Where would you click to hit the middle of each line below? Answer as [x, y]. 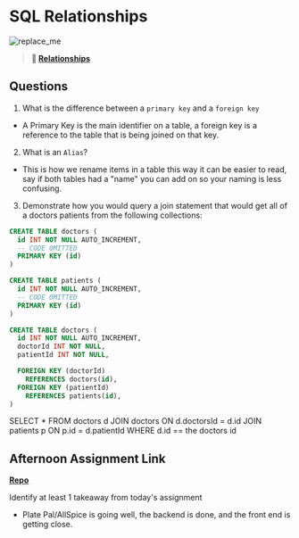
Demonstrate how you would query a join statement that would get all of [155, 205]
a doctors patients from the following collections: [112, 215]
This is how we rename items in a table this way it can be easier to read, [154, 169]
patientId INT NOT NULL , [63, 355]
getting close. [47, 525]
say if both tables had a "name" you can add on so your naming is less [152, 178]
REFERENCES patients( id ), [74, 396]
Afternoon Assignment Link [87, 458]
